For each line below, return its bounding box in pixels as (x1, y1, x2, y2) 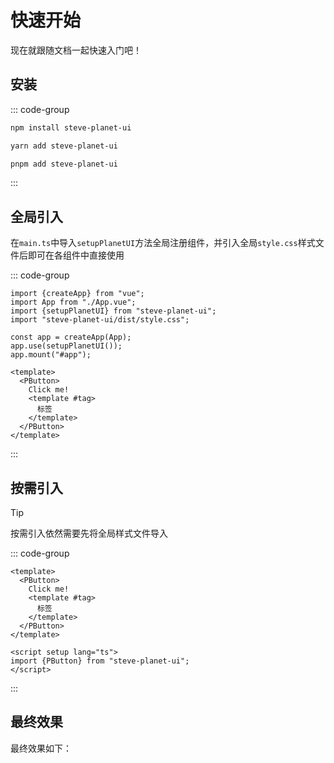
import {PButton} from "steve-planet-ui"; (10, 656, 190, 666)
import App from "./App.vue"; (10, 297, 137, 308)
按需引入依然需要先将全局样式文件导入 (10, 527, 168, 539)
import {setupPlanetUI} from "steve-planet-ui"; (10, 306, 217, 316)
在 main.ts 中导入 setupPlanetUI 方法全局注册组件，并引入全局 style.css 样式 (10, 237, 316, 249)
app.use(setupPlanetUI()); (10, 341, 123, 351)
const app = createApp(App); (10, 332, 132, 343)
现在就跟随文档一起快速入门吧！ (10, 44, 142, 56)
